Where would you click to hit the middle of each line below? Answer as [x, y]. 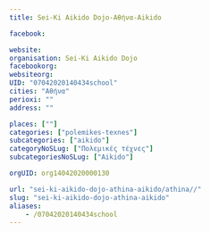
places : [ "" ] [34, 124]
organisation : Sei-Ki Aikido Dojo [74, 58]
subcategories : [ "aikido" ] [59, 141]
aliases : [25, 206]
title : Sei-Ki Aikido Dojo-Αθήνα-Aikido [86, 17]
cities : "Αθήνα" [39, 91]
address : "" [31, 108]
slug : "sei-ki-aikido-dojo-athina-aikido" [89, 197]
